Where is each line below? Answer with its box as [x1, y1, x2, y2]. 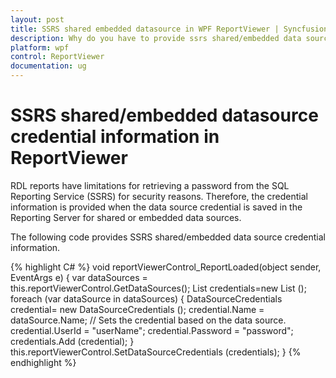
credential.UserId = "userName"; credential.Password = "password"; [10, 324, 294, 336]
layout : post [10, 14, 65, 25]
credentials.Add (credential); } [10, 335, 135, 347]
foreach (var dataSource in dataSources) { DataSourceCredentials [10, 292, 283, 305]
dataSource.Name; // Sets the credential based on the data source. [10, 314, 287, 326]
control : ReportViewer [10, 52, 105, 62]
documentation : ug [10, 61, 87, 71]
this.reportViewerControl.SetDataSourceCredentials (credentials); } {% [10, 346, 302, 358]
